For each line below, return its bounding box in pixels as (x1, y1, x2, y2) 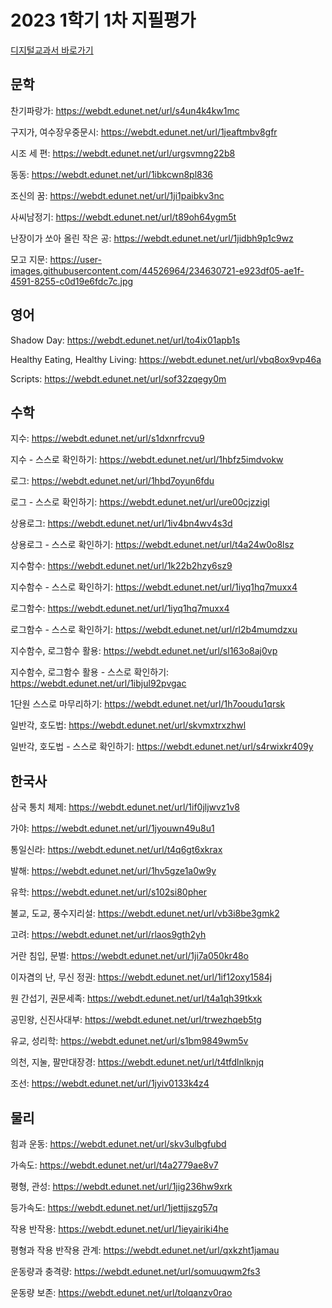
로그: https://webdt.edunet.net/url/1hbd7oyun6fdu (10, 475, 215, 487)
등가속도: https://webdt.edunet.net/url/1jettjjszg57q (10, 1202, 218, 1213)
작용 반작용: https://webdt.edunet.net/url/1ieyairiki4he (10, 1223, 229, 1235)
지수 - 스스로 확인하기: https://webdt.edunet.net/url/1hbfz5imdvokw (10, 454, 284, 466)
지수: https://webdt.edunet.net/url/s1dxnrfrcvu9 (10, 432, 205, 445)
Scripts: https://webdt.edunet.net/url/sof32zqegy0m (10, 372, 227, 385)
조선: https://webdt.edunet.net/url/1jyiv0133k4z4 (10, 1077, 210, 1090)
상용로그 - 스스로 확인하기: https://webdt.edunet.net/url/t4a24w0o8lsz (10, 539, 295, 551)
